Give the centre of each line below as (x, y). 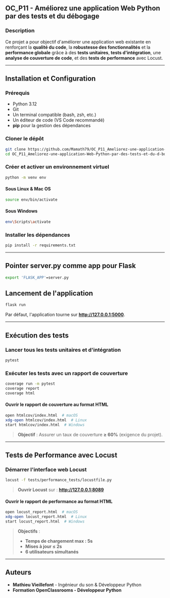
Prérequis (17, 93)
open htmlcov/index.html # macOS (42, 415)
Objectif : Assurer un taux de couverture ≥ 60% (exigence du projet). (90, 434)
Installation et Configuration (51, 79)
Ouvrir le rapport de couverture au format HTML (57, 404)
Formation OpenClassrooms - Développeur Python (67, 590)
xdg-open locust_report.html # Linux (46, 517)
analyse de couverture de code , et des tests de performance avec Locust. (84, 58)
